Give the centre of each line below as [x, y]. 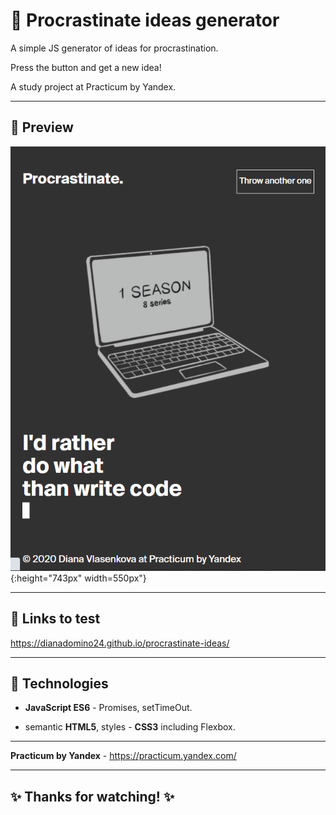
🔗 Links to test [55, 619]
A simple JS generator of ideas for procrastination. [114, 48]
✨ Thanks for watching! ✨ [92, 796]
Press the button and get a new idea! [86, 67]
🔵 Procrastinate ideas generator [145, 20]
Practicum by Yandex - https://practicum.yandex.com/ [123, 756]
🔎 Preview [42, 127]
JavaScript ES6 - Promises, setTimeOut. [108, 708]
